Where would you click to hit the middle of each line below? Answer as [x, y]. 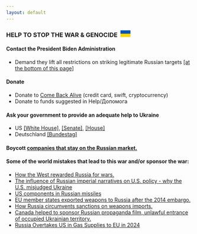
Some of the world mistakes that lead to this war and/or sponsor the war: [98, 161]
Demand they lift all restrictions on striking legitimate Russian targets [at [102, 62]
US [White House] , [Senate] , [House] [60, 128]
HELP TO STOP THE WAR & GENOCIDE [62, 34]
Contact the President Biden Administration [61, 49]
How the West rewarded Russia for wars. [64, 174]
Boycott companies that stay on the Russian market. [72, 148]
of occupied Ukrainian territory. [53, 219]
